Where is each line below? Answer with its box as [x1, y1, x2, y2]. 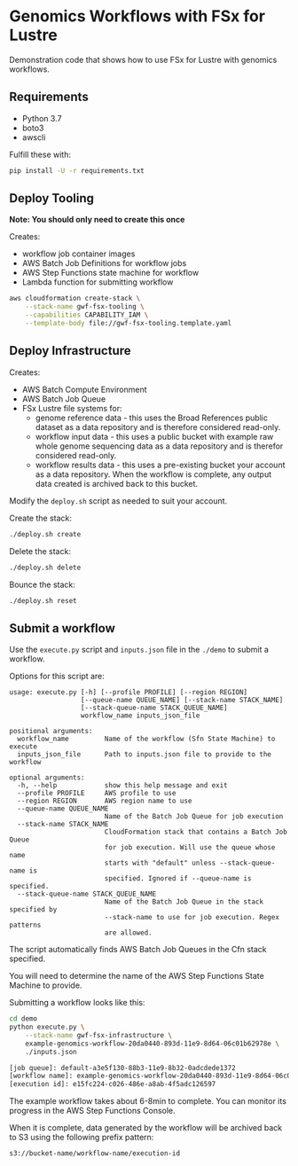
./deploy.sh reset [9, 596, 77, 605]
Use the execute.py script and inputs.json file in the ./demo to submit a [9, 645, 269, 655]
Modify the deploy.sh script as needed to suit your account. [9, 495, 228, 506]
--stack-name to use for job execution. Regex [104, 913, 279, 922]
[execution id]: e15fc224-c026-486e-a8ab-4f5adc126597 [9, 1080, 216, 1089]
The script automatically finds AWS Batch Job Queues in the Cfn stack [9, 944, 267, 955]
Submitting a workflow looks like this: [9, 998, 145, 1008]
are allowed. [104, 928, 153, 937]
